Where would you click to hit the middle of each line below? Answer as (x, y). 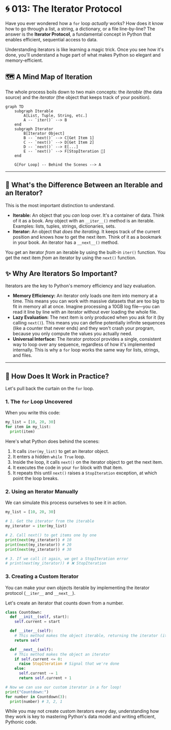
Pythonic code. (21, 722)
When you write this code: (33, 413)
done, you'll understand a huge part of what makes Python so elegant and (83, 55)
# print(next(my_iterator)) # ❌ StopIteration (56, 563)
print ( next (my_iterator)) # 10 (38, 540)
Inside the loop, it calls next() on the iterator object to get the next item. (88, 462)
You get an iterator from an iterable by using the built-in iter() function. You (85, 252)
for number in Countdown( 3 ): (36, 697)
